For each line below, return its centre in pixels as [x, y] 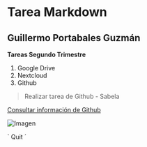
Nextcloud [32, 75]
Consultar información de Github [54, 110]
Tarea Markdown [57, 12]
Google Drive [36, 68]
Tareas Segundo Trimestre [46, 54]
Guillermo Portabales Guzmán [74, 38]
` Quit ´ [17, 137]
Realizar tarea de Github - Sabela [72, 96]
